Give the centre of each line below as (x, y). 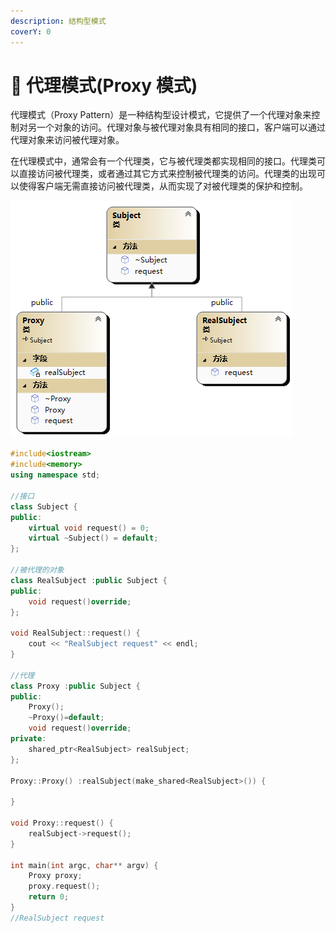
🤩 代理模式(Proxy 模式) (104, 85)
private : (28, 739)
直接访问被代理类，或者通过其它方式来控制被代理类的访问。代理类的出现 (167, 174)
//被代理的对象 (37, 570)
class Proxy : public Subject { (75, 686)
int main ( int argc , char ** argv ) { (84, 865)
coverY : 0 (31, 31)
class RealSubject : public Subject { (89, 580)
